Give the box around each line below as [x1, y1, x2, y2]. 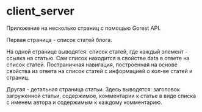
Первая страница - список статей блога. [6, 36, 113, 43]
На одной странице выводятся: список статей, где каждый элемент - [6, 47, 188, 55]
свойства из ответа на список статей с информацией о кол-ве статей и [6, 67, 193, 74]
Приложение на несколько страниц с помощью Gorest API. [6, 24, 161, 32]
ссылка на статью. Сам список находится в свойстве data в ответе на [6, 54, 190, 61]
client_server [6, 4, 74, 18]
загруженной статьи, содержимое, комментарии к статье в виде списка [6, 92, 197, 99]
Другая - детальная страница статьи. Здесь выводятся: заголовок [6, 85, 180, 93]
